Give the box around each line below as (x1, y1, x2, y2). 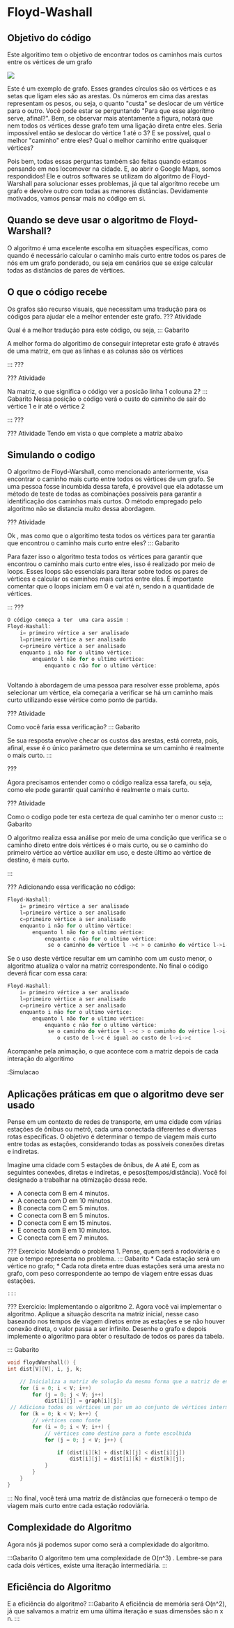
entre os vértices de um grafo (7, 58, 93, 66)
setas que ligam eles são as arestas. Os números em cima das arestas (7, 92, 209, 100)
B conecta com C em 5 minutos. (17, 1204, 109, 1212)
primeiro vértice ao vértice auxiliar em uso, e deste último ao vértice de (7, 849, 212, 857)
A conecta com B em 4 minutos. (17, 1189, 110, 1197)
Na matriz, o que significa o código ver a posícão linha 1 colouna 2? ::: (7, 387, 208, 395)
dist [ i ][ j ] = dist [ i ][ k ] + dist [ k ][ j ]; (69, 1455, 186, 1463)
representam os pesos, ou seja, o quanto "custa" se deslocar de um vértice (7, 99, 224, 107)
